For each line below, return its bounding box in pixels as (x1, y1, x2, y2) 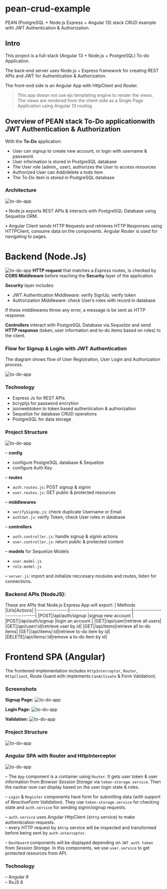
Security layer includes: (5, 282, 55, 288)
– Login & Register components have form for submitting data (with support (5, 794, 161, 800)
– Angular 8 (5, 874, 29, 880)
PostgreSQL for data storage (12, 416, 71, 422)
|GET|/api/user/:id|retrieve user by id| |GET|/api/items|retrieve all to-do (5, 623, 151, 629)
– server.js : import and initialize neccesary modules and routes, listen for (5, 573, 157, 579)
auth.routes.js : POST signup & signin (12, 484, 91, 490)
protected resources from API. (5, 850, 67, 856)
